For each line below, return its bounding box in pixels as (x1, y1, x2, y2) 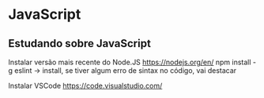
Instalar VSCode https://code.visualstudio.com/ (8, 81, 163, 90)
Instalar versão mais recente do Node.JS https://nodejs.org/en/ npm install (8, 57, 251, 67)
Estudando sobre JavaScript (8, 37, 152, 50)
